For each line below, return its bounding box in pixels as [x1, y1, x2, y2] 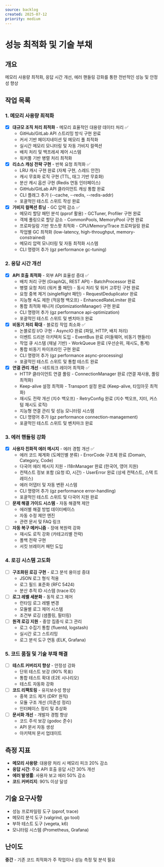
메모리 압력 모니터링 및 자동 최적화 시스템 [19, 240, 99, 246]
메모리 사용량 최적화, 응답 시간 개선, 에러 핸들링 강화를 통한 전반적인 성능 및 [5, 74, 149, 80]
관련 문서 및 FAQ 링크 [19, 519, 61, 525]
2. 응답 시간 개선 [5, 260, 42, 267]
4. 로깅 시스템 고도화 [5, 557, 51, 564]
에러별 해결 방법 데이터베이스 [19, 506, 75, 512]
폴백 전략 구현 [19, 537, 46, 543]
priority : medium [5, 16, 41, 21]
